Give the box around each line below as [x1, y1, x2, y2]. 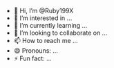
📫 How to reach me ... [13, 37, 78, 44]
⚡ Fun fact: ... [13, 54, 52, 62]
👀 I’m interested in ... [13, 14, 73, 22]
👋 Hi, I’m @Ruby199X [13, 7, 74, 15]
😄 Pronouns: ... [13, 46, 59, 55]
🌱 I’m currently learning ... [13, 22, 88, 29]
